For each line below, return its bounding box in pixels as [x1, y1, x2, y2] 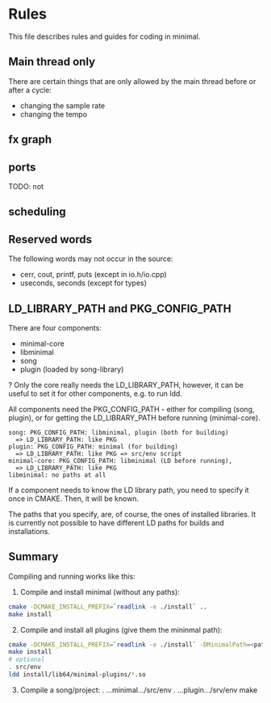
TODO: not [8, 181, 44, 191]
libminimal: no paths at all [8, 470, 106, 479]
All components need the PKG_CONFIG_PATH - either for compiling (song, [8, 404, 255, 414]
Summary [8, 550, 59, 564]
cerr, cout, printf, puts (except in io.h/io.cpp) [19, 270, 167, 280]
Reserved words [8, 232, 93, 246]
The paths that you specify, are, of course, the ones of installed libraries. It [8, 509, 256, 519]
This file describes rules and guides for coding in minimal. [8, 32, 201, 41]
